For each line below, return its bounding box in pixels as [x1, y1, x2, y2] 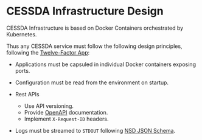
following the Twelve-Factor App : [6, 48, 90, 56]
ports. [15, 67, 30, 74]
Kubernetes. [6, 30, 37, 38]
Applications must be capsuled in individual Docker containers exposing [15, 61, 197, 68]
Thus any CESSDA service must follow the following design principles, [6, 42, 183, 50]
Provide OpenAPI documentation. [24, 108, 108, 116]
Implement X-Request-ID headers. [24, 115, 109, 122]
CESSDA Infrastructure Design [6, 4, 164, 18]
